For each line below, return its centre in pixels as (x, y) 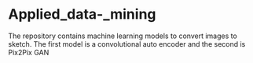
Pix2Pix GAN (29, 52)
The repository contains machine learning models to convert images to (123, 36)
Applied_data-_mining (82, 14)
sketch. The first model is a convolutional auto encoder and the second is (127, 44)
